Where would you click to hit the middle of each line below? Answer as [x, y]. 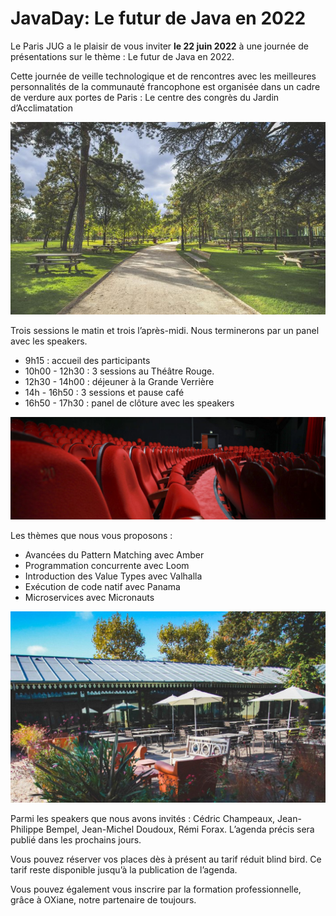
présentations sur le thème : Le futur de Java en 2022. [122, 56]
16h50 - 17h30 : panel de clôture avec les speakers [129, 403]
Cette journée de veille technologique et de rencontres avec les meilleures [163, 76]
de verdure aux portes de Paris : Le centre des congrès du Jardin [145, 97]
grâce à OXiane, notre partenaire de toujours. [103, 900]
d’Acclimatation [42, 108]
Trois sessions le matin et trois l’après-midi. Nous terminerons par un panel [165, 330]
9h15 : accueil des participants [87, 360]
